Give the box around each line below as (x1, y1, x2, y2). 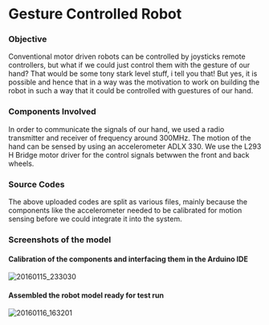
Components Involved (8, 106, 96, 117)
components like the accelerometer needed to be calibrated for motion (8, 206, 243, 216)
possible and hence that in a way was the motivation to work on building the (8, 77, 260, 87)
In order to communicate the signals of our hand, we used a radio (8, 124, 225, 134)
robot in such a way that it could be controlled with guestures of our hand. (8, 86, 254, 96)
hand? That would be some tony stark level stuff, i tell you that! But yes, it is (8, 69, 258, 79)
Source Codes (8, 179, 65, 190)
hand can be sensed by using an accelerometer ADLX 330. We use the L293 (8, 142, 262, 151)
